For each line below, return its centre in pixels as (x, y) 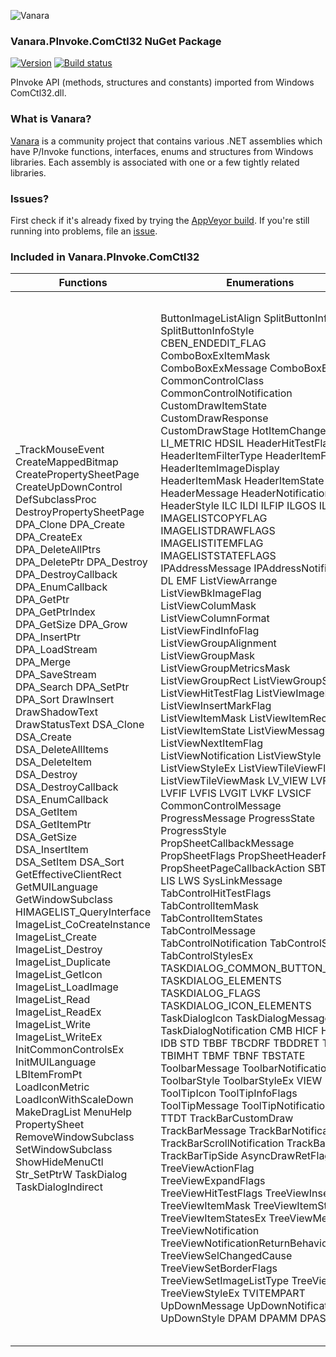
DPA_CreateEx (49, 537)
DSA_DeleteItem (54, 762)
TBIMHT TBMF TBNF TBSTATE (233, 1056)
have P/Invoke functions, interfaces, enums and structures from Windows (162, 151)
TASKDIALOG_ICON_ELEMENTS (236, 1006)
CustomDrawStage (205, 431)
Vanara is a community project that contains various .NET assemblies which (166, 141)
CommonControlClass (212, 381)
